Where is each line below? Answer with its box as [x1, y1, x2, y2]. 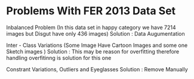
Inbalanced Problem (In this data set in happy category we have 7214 [6, 24, 176, 31]
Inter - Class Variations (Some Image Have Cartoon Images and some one [6, 42, 188, 49]
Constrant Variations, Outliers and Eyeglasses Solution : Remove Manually [6, 65, 188, 72]
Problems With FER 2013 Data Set [6, 4, 176, 18]
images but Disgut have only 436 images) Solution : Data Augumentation [6, 30, 185, 37]
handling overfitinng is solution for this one [6, 54, 112, 61]
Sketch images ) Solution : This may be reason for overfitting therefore [6, 48, 180, 55]
